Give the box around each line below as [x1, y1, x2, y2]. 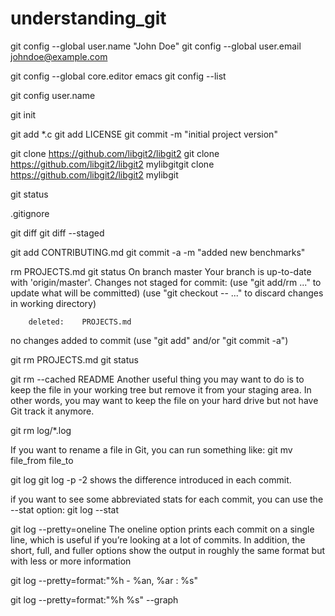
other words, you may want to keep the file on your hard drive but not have [10, 394, 319, 406]
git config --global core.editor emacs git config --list [10, 70, 227, 82]
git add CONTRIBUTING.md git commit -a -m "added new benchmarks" [10, 246, 306, 258]
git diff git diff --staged [10, 227, 105, 239]
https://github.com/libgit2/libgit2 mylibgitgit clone [10, 158, 215, 170]
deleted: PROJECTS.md [28, 317, 132, 327]
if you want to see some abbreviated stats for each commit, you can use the [10, 493, 324, 505]
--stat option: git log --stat [10, 503, 120, 516]
